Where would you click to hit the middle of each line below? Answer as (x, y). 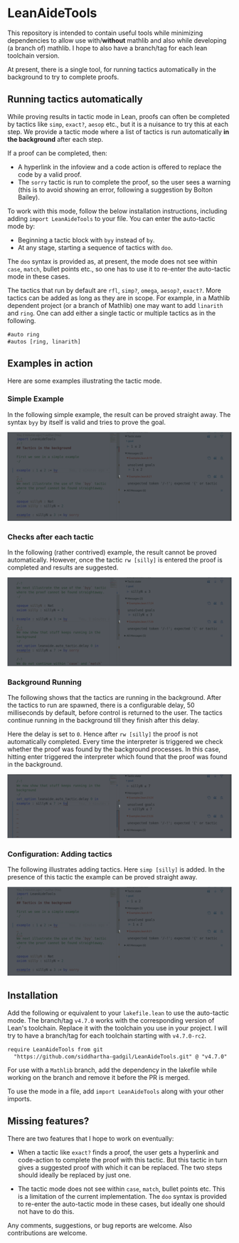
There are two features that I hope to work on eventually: (91, 1138)
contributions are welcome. (47, 1233)
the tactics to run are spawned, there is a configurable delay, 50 (101, 705)
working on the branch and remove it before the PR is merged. (99, 1077)
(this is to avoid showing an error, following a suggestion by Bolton (115, 190)
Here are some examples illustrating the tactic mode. (85, 381)
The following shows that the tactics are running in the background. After (115, 698)
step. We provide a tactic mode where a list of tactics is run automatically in (118, 131)
